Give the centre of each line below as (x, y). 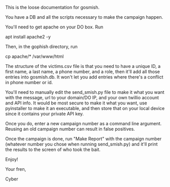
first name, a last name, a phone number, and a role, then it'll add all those (82, 71)
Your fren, (16, 169)
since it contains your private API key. (45, 114)
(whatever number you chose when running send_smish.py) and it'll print (81, 144)
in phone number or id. (29, 82)
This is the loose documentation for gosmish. (53, 7)
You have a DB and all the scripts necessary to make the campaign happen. (84, 17)
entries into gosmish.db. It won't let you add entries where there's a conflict (84, 77)
